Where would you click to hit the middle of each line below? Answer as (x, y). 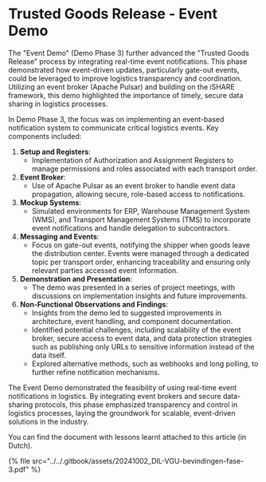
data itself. (49, 355)
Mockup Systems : (51, 202)
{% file (19, 460)
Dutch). (21, 445)
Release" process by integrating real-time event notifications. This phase (128, 61)
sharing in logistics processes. (58, 104)
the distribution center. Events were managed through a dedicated (140, 253)
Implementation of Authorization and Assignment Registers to (133, 160)
